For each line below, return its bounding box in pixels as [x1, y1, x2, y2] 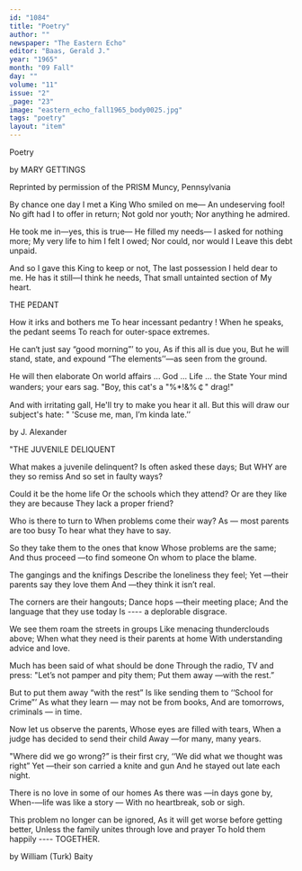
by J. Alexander [9, 427, 67, 437]
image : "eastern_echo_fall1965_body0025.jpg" [9, 105, 182, 114]
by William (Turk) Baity [9, 851, 93, 861]
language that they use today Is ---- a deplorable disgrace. [9, 606, 227, 617]
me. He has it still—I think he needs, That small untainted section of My [9, 272, 272, 283]
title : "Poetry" [9, 22, 70, 31]
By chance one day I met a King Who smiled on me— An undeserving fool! [9, 199, 286, 210]
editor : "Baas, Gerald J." [9, 47, 111, 56]
